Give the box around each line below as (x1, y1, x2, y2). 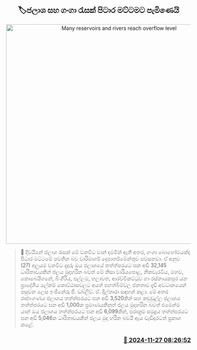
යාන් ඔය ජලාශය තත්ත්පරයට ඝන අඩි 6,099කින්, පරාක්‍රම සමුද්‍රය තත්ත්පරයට (20, 307, 189, 315)
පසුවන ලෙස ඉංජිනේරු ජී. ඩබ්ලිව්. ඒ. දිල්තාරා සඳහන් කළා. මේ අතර (20, 288, 169, 295)
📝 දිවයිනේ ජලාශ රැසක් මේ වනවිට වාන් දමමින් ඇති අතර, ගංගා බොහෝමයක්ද (20, 248, 191, 255)
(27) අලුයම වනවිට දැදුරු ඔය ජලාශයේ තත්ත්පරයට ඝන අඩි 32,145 (20, 262, 167, 269)
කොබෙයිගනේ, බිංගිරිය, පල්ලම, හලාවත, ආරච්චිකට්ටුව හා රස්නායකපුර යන (20, 274, 188, 282)
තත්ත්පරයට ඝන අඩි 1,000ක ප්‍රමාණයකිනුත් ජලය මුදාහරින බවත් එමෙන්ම (20, 301, 181, 308)
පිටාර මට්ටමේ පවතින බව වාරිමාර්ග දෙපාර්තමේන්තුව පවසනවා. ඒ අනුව (20, 255, 181, 262)
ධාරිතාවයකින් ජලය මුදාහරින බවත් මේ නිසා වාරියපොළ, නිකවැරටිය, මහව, (20, 268, 184, 275)
